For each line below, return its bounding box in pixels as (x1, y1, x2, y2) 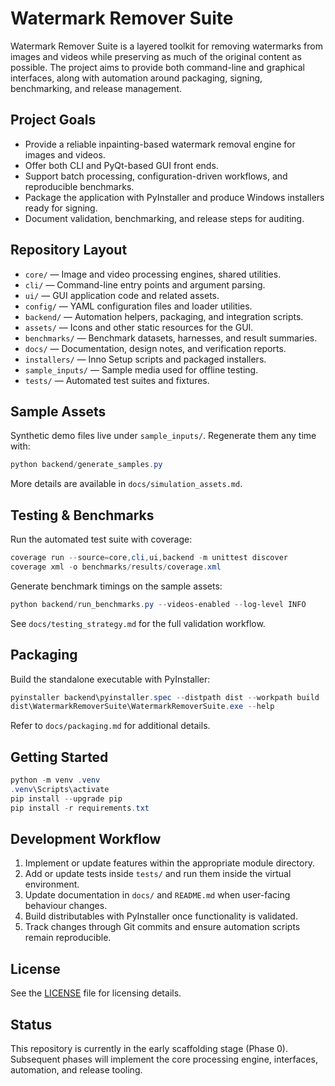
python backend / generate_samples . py (10, 460, 163, 470)
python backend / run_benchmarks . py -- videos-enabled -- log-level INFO (10, 599, 307, 609)
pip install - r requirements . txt (10, 803, 150, 813)
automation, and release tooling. (10, 1064, 143, 1076)
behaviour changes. (24, 900, 108, 912)
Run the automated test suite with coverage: (10, 533, 193, 546)
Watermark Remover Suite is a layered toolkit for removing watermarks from (10, 40, 323, 52)
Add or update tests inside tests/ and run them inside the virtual (24, 868, 292, 880)
